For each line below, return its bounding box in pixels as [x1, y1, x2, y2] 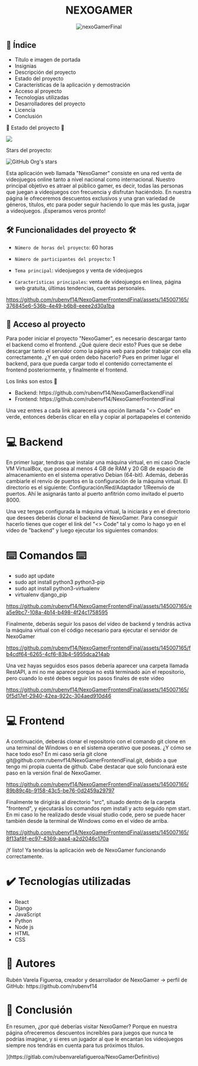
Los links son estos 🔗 [6, 378, 58, 385]
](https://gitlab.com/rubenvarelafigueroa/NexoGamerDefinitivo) [6, 1054, 160, 1060]
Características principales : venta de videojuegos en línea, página [14, 278, 181, 285]
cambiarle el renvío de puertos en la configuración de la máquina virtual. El [6, 477, 188, 485]
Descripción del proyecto [14, 69, 77, 76]
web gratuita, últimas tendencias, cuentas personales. [14, 285, 146, 292]
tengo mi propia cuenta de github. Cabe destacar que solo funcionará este [6, 763, 187, 770]
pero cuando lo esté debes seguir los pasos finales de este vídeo [6, 675, 164, 682]
